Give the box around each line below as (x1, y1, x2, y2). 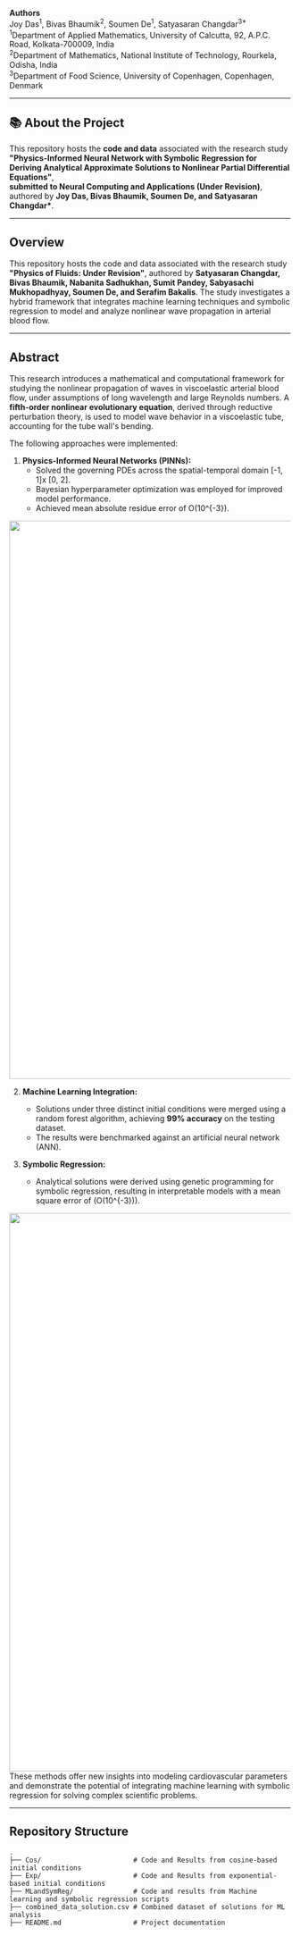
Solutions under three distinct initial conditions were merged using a (35, 1103, 287, 1115)
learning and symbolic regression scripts (9, 1894, 170, 1904)
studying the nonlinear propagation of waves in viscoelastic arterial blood (9, 383, 279, 394)
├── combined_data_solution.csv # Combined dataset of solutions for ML (9, 1902, 286, 1911)
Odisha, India (9, 59, 58, 70)
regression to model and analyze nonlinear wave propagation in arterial (9, 306, 271, 316)
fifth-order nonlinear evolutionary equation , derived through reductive (9, 402, 273, 413)
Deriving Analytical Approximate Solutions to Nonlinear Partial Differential (9, 163, 290, 173)
